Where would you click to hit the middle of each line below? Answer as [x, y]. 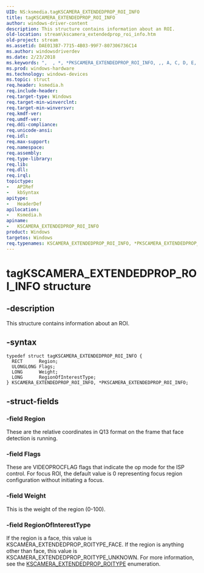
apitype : [17, 198]
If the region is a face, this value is [49, 538]
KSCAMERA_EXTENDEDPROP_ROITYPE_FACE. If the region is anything [95, 544]
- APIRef [20, 187]
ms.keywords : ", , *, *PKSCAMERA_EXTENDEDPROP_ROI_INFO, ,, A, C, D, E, [102, 63]
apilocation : [23, 209]
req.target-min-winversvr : [40, 108]
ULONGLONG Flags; [34, 367]
